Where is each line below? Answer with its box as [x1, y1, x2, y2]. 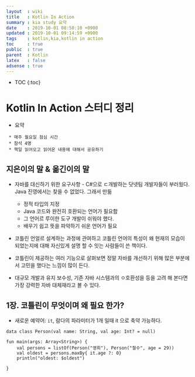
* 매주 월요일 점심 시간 [8, 134, 59, 140]
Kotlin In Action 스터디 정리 [6, 101, 134, 115]
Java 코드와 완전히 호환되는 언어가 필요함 [23, 208, 118, 215]
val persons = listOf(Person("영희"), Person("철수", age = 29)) [16, 345, 175, 351]
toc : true [6, 41, 43, 47]
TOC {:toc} [14, 79, 41, 86]
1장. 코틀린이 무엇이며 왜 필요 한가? [6, 300, 125, 310]
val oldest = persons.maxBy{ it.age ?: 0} [16, 350, 122, 356]
